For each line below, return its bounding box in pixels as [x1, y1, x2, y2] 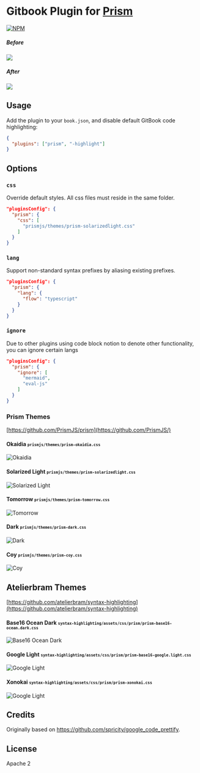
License [6, 744, 37, 754]
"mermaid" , [22, 375, 51, 381]
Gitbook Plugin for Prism [6, 4, 133, 18]
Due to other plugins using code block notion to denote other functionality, [6, 340, 194, 347]
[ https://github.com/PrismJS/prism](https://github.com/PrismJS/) [6, 427, 171, 434]
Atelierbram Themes [6, 582, 87, 592]
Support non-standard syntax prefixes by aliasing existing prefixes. [6, 267, 176, 274]
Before [6, 39, 24, 46]
